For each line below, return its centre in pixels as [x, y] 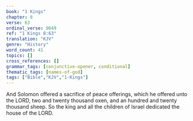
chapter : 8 [19, 17]
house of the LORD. [30, 113]
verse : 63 [18, 22]
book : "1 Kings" [26, 12]
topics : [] [19, 55]
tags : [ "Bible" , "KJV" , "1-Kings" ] [47, 77]
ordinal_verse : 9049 [32, 28]
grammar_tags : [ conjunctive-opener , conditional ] [68, 66]
